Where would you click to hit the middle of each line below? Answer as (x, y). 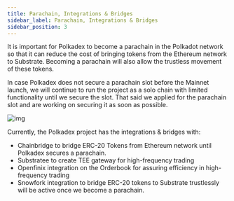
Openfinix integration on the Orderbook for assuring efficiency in (111, 168)
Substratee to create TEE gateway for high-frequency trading (106, 160)
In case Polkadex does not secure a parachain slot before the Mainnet (108, 83)
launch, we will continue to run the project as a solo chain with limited (108, 90)
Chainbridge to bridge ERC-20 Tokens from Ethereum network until (115, 146)
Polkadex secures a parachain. (62, 153)
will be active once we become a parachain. (81, 190)
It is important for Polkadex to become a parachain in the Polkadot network (115, 47)
